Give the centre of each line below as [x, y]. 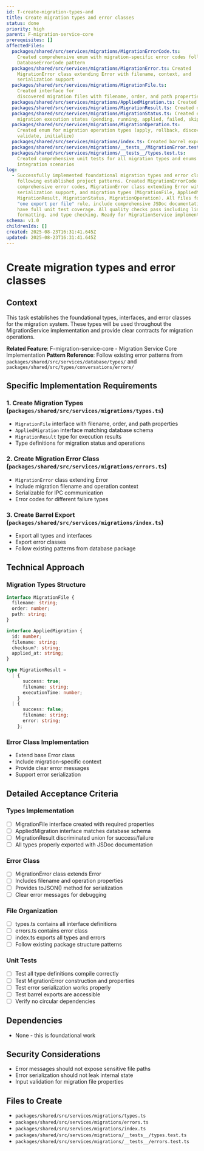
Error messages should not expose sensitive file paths [83, 1069]
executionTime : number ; [53, 692]
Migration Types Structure [46, 585]
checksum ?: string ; [36, 648]
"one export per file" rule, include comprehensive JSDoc [92, 204]
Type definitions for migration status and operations [80, 443]
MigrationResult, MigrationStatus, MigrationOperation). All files [104, 198]
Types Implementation [40, 811]
